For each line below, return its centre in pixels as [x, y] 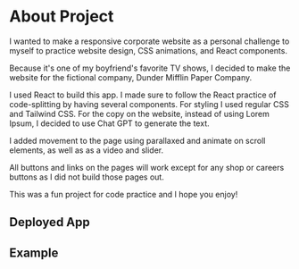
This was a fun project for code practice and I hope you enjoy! [124, 194]
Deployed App [50, 222]
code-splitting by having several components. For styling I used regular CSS [149, 104]
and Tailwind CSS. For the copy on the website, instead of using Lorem [140, 113]
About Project [62, 17]
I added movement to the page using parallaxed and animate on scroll [137, 140]
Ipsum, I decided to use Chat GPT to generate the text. [109, 123]
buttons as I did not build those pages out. [87, 177]
